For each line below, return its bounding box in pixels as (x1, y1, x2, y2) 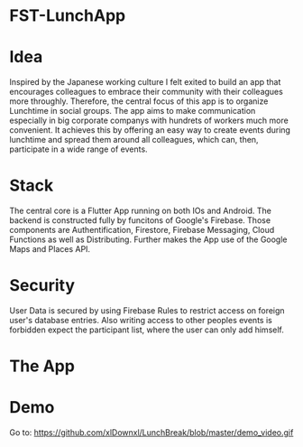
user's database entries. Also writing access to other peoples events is (9, 315, 272, 325)
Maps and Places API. (9, 244, 91, 255)
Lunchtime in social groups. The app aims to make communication (9, 106, 256, 116)
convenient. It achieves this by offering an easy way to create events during (9, 125, 291, 135)
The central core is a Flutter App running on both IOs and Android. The (9, 205, 272, 217)
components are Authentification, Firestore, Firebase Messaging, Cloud (9, 225, 275, 236)
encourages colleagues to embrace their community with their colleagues (9, 87, 284, 98)
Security (9, 275, 75, 296)
